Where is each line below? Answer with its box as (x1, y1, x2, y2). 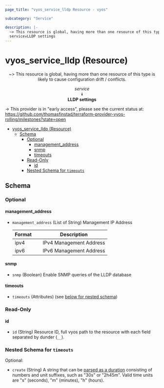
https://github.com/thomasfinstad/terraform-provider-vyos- (5, 111, 125, 117)
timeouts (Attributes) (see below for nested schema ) (12, 294, 118, 299)
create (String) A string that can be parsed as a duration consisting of (12, 367, 152, 373)
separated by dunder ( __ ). (12, 334, 64, 340)
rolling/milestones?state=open (5, 116, 66, 122)
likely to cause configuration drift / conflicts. (38, 76, 126, 82)
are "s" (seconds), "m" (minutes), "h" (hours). (12, 377, 104, 383)
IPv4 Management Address (42, 239, 105, 246)
